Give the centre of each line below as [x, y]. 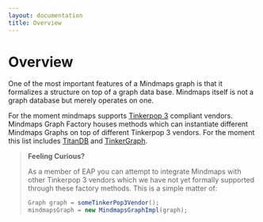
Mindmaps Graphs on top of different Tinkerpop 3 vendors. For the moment [131, 133]
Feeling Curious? [56, 156]
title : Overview [35, 23]
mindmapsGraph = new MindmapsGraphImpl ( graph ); [108, 210]
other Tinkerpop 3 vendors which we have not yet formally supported [141, 180]
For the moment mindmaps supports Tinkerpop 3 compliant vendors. [121, 116]
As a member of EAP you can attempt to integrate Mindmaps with [134, 171]
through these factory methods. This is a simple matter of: [122, 188]
